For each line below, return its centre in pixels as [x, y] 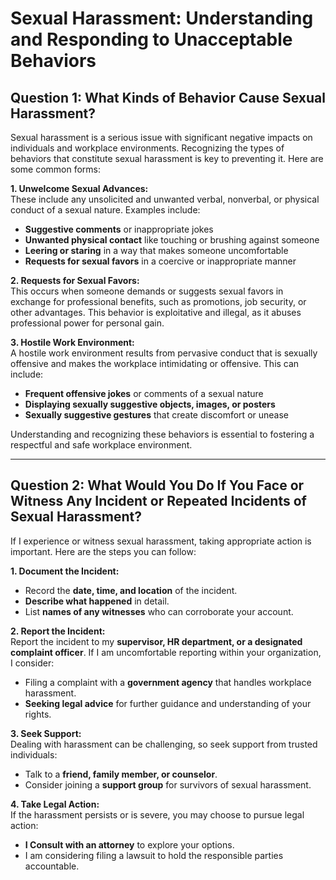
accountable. [52, 866]
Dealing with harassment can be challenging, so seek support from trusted [164, 744]
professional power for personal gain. [87, 323]
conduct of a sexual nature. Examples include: [105, 210]
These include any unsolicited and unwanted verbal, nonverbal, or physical [165, 199]
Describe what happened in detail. [97, 601]
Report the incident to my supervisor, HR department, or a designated [156, 641]
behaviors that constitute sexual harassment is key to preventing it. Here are [167, 158]
